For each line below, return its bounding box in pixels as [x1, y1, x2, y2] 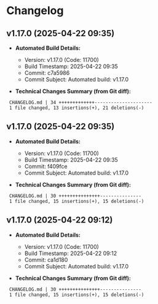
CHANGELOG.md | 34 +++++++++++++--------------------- [9, 99, 152, 105]
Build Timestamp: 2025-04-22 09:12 [24, 249, 117, 257]
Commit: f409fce [24, 162, 68, 170]
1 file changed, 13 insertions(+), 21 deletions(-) [9, 105, 144, 111]
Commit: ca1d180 [24, 256, 68, 264]
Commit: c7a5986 [24, 69, 70, 77]
